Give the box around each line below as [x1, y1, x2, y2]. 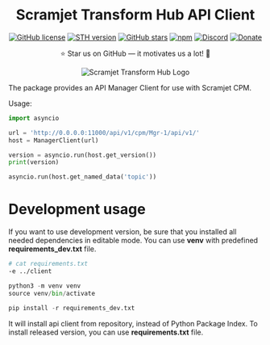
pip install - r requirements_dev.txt [8, 304, 135, 312]
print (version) [8, 158, 60, 166]
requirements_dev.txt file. [8, 244, 97, 254]
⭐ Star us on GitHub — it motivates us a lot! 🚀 [60, 48, 211, 58]
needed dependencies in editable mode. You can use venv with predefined [8, 236, 259, 246]
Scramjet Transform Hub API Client [15, 6, 255, 24]
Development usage [8, 200, 147, 219]
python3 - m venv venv [8, 281, 81, 290]
